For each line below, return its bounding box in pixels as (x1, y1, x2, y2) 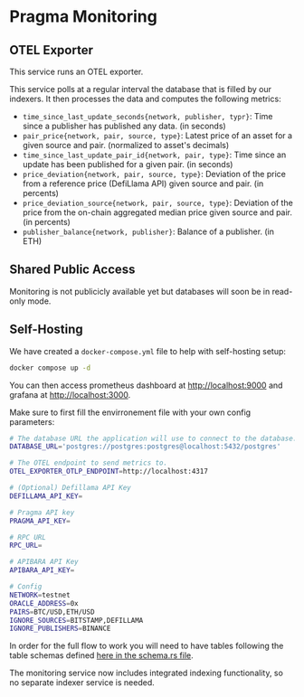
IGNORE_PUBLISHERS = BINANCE (9, 624, 111, 634)
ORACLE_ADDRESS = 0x (9, 598, 79, 608)
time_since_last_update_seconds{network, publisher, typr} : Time (22, 111, 273, 121)
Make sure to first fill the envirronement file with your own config (9, 407, 252, 418)
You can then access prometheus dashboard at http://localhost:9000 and (9, 380, 283, 391)
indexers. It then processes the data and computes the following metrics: (9, 93, 282, 104)
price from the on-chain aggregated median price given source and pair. (22, 207, 292, 218)
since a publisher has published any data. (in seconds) (22, 120, 226, 131)
